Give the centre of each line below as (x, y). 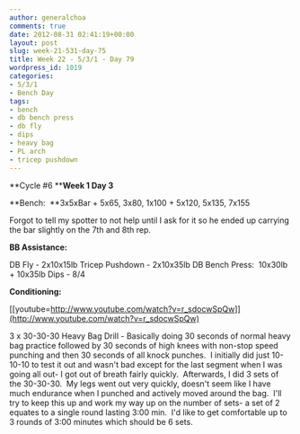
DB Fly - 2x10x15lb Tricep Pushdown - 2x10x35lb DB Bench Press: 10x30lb (149, 264)
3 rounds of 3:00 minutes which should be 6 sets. (101, 421)
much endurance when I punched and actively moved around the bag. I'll (146, 393)
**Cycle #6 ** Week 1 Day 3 (62, 185)
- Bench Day (31, 93)
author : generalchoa (48, 18)
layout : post (34, 43)
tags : (19, 101)
